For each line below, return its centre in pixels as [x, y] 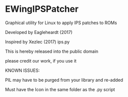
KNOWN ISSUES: [23, 70]
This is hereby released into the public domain [52, 51]
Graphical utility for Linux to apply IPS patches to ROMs [61, 23]
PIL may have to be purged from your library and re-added [64, 80]
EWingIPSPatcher [42, 9]
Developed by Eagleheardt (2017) [39, 32]
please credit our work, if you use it [41, 61]
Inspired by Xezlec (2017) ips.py [38, 42]
